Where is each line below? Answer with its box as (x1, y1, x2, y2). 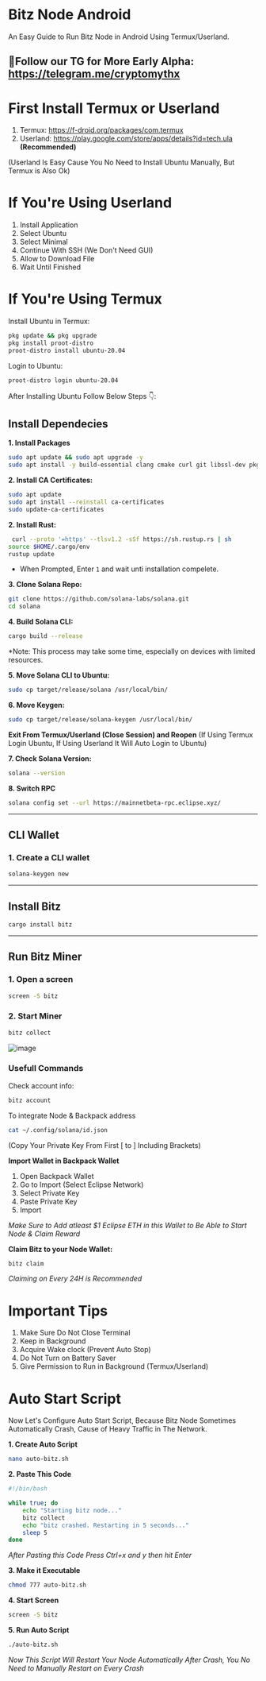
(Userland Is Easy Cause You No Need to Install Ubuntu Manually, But (8, 157, 235, 168)
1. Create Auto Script (8, 1439, 78, 1449)
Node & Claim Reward (8, 1229, 81, 1239)
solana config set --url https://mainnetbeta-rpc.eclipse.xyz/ (8, 798, 222, 807)
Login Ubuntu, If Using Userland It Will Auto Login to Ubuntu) (8, 738, 207, 748)
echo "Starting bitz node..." (22, 1506, 123, 1514)
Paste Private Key (19, 1196, 78, 1206)
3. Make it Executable (8, 1566, 81, 1575)
